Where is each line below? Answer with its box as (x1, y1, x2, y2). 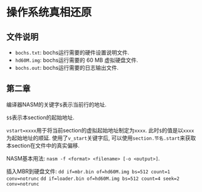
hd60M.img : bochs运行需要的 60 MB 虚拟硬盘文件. (15, 57, 139, 64)
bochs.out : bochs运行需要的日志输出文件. (15, 64, 119, 71)
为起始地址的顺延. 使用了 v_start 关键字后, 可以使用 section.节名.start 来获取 (6, 134, 197, 142)
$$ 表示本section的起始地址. (6, 114, 75, 121)
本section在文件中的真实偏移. (6, 142, 80, 149)
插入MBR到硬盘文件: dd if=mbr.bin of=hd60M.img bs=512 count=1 (6, 168, 170, 175)
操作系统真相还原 (6, 5, 92, 19)
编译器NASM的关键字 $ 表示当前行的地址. (6, 101, 107, 108)
